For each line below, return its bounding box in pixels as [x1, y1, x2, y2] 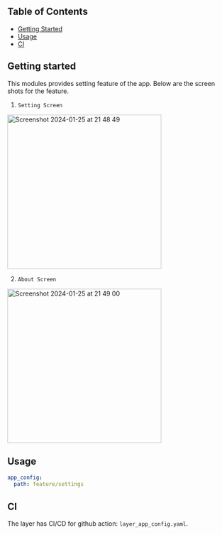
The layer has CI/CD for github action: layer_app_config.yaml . [7, 519, 189, 528]
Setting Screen [17, 102, 63, 109]
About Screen [17, 276, 57, 283]
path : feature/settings [13, 481, 84, 488]
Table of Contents [7, 6, 89, 18]
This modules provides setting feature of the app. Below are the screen [7, 79, 215, 87]
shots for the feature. [7, 87, 70, 95]
